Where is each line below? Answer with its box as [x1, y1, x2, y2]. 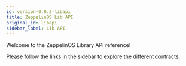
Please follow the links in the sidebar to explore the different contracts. [6, 53, 181, 60]
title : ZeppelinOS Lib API [6, 14, 74, 20]
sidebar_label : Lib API [6, 25, 66, 32]
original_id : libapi [6, 20, 58, 26]
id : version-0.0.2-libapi [6, 8, 71, 15]
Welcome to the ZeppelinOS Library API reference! [6, 42, 131, 49]
